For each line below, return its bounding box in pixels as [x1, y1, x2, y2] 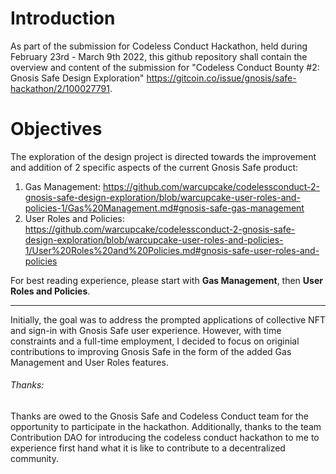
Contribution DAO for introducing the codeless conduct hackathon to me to [10, 432, 320, 444]
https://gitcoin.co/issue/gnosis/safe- [146, 72, 297, 84]
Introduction [10, 7, 116, 30]
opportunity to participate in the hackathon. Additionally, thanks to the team [10, 421, 322, 433]
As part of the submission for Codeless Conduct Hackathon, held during [10, 40, 308, 52]
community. [10, 453, 59, 465]
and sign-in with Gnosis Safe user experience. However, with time [10, 324, 282, 336]
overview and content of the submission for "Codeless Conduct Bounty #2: [10, 61, 320, 73]
